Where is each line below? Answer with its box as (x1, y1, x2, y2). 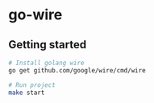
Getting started (8, 38, 87, 51)
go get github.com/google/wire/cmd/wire (8, 66, 147, 74)
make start (8, 89, 45, 97)
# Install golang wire (8, 59, 85, 67)
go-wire (8, 6, 63, 24)
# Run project (8, 80, 56, 89)
